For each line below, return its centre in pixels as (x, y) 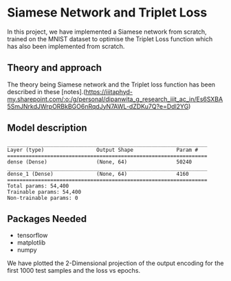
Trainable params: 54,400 (44, 192)
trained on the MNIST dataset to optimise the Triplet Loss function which (110, 38)
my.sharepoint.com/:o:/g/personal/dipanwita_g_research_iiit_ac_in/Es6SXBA (115, 99)
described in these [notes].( (46, 91)
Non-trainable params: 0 (43, 198)
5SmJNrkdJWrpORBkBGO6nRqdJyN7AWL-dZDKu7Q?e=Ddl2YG (98, 106)
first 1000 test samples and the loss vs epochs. (74, 271)
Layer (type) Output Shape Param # (102, 150)
